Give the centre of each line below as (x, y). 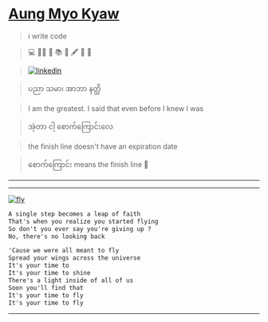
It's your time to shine (49, 273)
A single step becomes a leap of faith (75, 214)
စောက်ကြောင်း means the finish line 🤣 (88, 164)
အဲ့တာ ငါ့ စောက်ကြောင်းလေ (71, 126)
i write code (47, 36)
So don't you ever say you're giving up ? (80, 229)
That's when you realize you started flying (83, 221)
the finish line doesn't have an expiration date (102, 146)
